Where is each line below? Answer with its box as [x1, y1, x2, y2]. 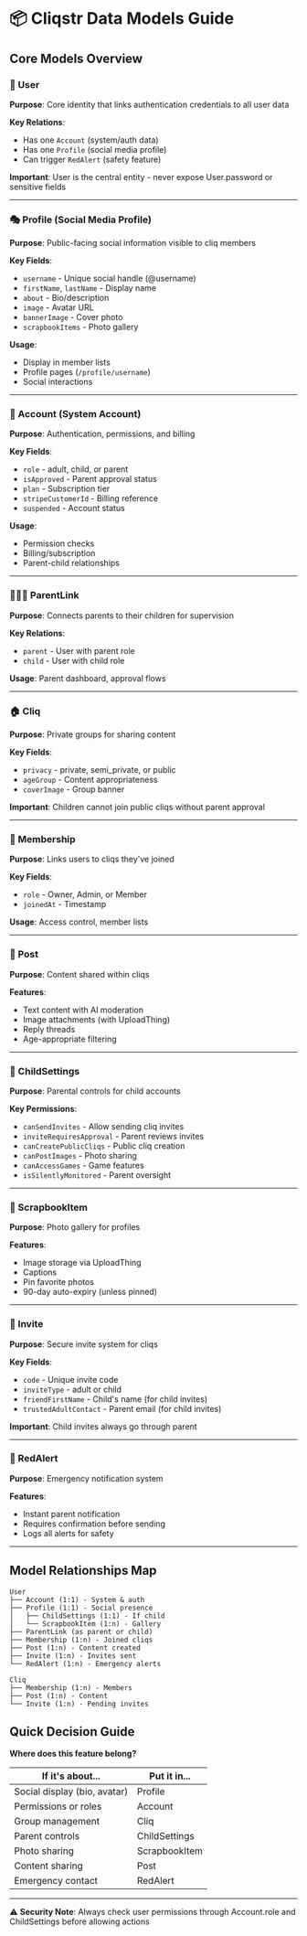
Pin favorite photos [22, 1277, 94, 1288]
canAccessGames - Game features [22, 1160, 144, 1171]
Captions [22, 1267, 58, 1278]
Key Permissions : [9, 1103, 78, 1114]
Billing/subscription [22, 548, 96, 559]
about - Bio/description [22, 293, 110, 304]
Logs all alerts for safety [22, 1527, 114, 1538]
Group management [14, 1815, 101, 1828]
